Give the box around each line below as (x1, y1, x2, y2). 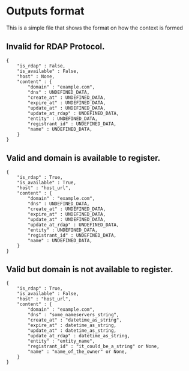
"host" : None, (17, 73, 55, 79)
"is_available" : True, (17, 179, 77, 185)
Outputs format (6, 4, 85, 18)
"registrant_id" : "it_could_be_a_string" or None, (28, 343, 160, 350)
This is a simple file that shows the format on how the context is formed (6, 24, 183, 31)
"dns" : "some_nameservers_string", (28, 312, 119, 318)
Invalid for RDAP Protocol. (6, 42, 105, 52)
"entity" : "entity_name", (28, 338, 95, 344)
